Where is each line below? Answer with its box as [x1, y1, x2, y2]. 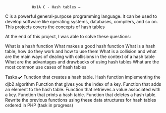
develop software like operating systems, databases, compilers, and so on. [5, 19, 158, 24]
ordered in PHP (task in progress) [5, 102, 73, 108]
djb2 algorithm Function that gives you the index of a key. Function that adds [5, 81, 162, 87]
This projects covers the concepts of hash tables [5, 24, 105, 30]
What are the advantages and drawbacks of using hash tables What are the [5, 59, 160, 64]
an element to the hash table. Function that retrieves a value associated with [5, 87, 161, 92]
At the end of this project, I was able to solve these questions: [5, 34, 131, 39]
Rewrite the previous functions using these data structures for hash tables [5, 97, 157, 103]
